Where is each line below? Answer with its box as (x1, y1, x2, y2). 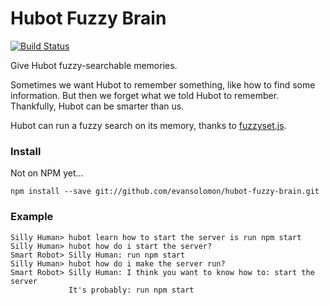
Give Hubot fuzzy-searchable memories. (10, 59, 178, 71)
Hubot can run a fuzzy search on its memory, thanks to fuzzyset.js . (10, 119, 287, 131)
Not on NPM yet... (10, 167, 84, 179)
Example (10, 210, 54, 224)
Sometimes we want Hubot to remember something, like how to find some (10, 78, 316, 91)
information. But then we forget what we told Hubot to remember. (10, 89, 280, 101)
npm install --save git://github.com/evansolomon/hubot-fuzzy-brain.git (10, 187, 320, 197)
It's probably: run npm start (68, 285, 195, 295)
